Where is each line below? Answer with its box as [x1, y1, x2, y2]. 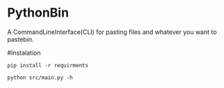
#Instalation [7, 49, 41, 57]
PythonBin [7, 5, 70, 21]
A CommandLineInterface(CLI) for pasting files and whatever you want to [7, 28, 217, 36]
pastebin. [7, 35, 34, 43]
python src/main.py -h [7, 74, 73, 81]
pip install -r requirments [7, 62, 89, 69]
